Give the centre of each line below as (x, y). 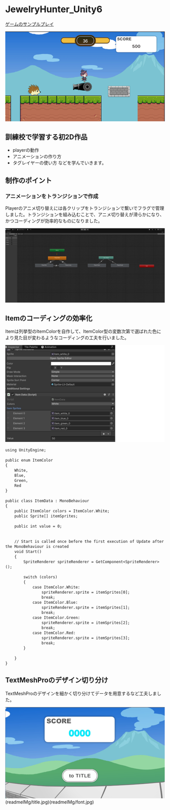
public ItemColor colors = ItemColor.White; (62, 511)
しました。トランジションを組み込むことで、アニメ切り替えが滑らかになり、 (85, 214)
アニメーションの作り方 (37, 156)
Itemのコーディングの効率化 (49, 318)
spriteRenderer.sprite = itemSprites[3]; (86, 638)
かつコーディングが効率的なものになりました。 (54, 221)
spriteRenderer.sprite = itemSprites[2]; (86, 623)
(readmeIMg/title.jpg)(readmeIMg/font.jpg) (50, 802)
